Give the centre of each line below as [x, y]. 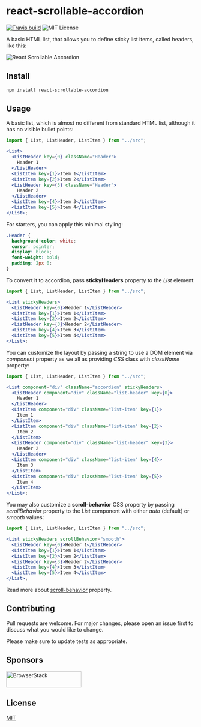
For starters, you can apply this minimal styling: [64, 224]
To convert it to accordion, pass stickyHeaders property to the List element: [100, 280]
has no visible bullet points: [40, 130]
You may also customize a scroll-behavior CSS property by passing [91, 505]
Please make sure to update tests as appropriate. [67, 641]
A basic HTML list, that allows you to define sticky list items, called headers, [100, 39]
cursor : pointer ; [33, 246]
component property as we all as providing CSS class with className [93, 359]
